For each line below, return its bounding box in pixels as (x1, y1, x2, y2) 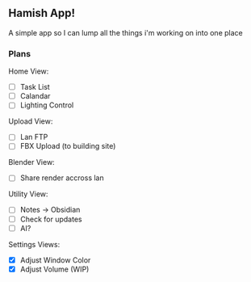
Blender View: (8, 158, 55, 167)
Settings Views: (8, 239, 61, 249)
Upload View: (8, 116, 53, 126)
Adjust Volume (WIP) (19, 264, 90, 274)
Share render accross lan (19, 173, 104, 183)
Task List (19, 82, 50, 92)
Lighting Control (19, 100, 74, 110)
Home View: (8, 66, 49, 76)
